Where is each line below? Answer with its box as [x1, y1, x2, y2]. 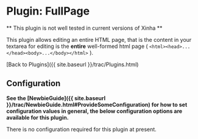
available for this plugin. [6, 114, 69, 121]
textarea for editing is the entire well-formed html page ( [6, 42, 148, 50]
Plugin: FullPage [6, 4, 90, 18]
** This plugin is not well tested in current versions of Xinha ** [6, 24, 163, 32]
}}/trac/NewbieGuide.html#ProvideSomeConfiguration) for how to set [6, 101, 188, 108]
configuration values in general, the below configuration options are [6, 107, 183, 115]
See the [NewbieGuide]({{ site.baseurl [6, 94, 105, 101]
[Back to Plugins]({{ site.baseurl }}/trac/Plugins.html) [6, 61, 139, 68]
